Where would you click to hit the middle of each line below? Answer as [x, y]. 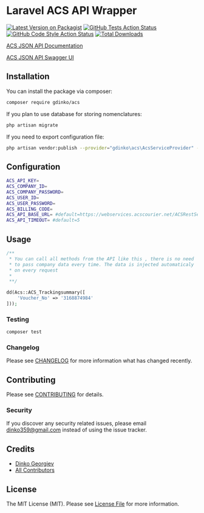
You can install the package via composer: [59, 91]
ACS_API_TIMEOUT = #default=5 [43, 220]
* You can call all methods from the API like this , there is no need [101, 259]
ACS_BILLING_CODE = [29, 209]
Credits [21, 449]
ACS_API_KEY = [23, 181]
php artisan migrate [32, 125]
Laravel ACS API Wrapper [72, 11]
